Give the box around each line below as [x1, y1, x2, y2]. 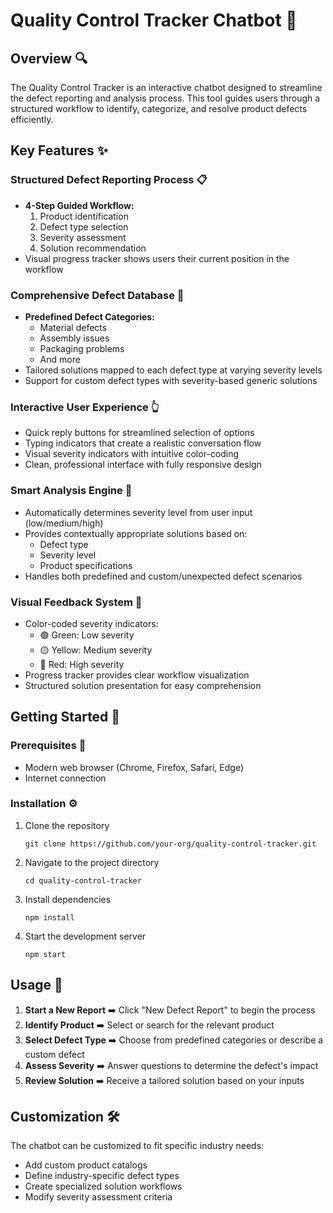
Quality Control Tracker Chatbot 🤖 [10, 9, 298, 32]
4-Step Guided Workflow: [24, 199, 135, 211]
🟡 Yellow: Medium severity [39, 644, 153, 656]
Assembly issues [39, 332, 110, 344]
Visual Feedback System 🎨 [10, 595, 143, 609]
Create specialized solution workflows [24, 1180, 183, 1193]
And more [39, 353, 81, 365]
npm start [24, 949, 67, 959]
